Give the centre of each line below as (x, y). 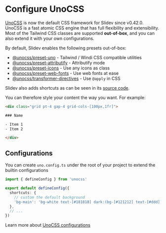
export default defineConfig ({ (37, 188)
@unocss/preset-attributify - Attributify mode (59, 63)
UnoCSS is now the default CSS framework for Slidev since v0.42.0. (74, 23)
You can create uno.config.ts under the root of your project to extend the (80, 165)
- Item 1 (14, 124)
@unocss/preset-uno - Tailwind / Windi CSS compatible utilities (77, 57)
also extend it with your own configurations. (50, 38)
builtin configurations (27, 170)
